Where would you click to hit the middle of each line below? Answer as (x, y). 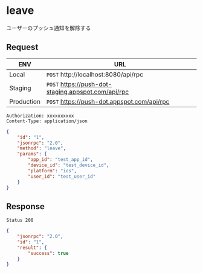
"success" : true (48, 253)
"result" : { (32, 248)
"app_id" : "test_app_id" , (61, 160)
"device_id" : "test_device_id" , (69, 165)
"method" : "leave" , (42, 148)
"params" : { (32, 154)
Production (25, 101)
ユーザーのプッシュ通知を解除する (49, 28)
